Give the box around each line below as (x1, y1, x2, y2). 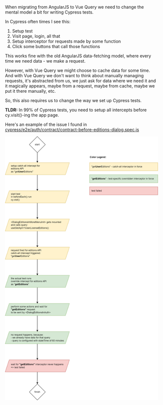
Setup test (12, 28, 33, 34)
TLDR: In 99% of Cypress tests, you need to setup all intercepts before (5, 107, 147, 113)
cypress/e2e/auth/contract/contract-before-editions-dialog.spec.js (5, 127, 139, 133)
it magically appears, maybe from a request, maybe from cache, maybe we (5, 83, 155, 89)
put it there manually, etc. (5, 88, 56, 94)
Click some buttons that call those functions (12, 44, 100, 49)
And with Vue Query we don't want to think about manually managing (5, 73, 144, 78)
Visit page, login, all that (12, 34, 61, 39)
